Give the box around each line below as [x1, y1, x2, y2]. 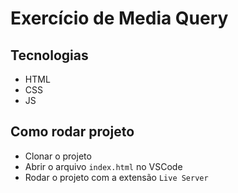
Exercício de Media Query [10, 7, 229, 30]
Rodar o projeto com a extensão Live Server [24, 171, 209, 183]
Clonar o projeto [24, 150, 92, 162]
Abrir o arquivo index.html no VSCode [24, 160, 183, 172]
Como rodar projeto [10, 123, 135, 141]
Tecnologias [10, 47, 89, 64]
